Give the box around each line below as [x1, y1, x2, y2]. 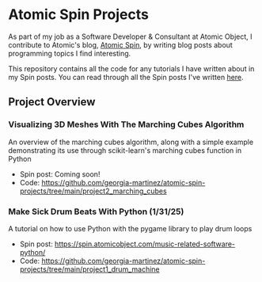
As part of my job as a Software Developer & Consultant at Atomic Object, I [8, 32, 253, 41]
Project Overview [8, 95, 96, 109]
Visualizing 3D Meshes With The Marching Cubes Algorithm [8, 119, 245, 130]
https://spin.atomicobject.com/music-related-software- [54, 239, 236, 249]
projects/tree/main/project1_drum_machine [19, 264, 160, 274]
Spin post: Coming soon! [19, 169, 101, 179]
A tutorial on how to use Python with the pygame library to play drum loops [8, 223, 253, 233]
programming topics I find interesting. [8, 48, 131, 58]
